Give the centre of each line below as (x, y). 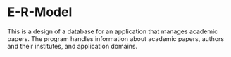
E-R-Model (40, 12)
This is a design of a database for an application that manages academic (113, 31)
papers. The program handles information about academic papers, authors (115, 38)
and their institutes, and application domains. (73, 46)
